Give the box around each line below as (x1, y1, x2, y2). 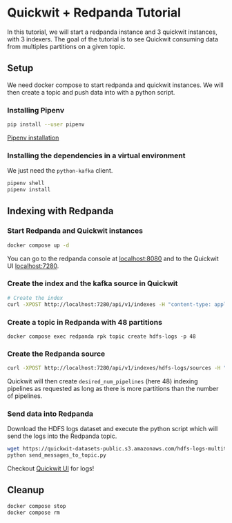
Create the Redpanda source (7, 349, 106, 359)
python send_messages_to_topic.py (7, 452, 107, 459)
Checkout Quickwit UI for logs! (7, 464, 95, 473)
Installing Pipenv (7, 105, 65, 115)
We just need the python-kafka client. (7, 167, 113, 175)
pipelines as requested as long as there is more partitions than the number (7, 385, 219, 393)
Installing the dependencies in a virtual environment (7, 151, 186, 160)
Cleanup (7, 484, 45, 496)
